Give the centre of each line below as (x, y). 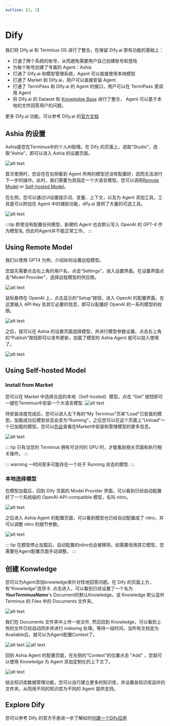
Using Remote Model (39, 247)
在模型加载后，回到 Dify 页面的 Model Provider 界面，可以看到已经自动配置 (83, 491)
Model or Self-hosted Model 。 (37, 187)
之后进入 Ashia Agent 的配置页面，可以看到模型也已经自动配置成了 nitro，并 (84, 518)
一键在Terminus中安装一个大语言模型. (45, 403)
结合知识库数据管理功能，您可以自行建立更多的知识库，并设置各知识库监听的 (85, 682)
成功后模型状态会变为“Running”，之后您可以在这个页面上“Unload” (92, 420)
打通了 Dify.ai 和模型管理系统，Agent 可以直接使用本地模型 (74, 73)
